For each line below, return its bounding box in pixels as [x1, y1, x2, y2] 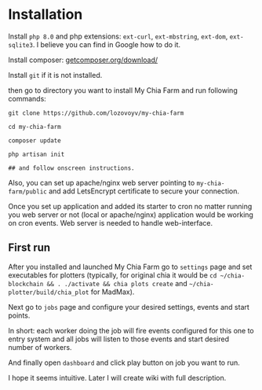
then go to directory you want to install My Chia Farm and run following [8, 85, 238, 95]
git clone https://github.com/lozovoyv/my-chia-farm [8, 109, 184, 117]
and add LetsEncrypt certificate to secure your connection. [48, 186, 240, 196]
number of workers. [8, 342, 72, 351]
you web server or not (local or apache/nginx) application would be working [8, 210, 253, 219]
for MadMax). [90, 287, 135, 296]
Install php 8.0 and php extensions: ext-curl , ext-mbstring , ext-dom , [8, 31, 228, 41]
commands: [8, 94, 47, 103]
